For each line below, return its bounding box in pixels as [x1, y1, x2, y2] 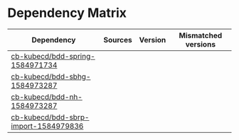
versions [185, 39, 216, 49]
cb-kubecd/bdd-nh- [11, 92, 83, 102]
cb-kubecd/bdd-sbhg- [11, 71, 91, 81]
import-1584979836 [11, 121, 84, 131]
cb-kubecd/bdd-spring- [11, 51, 96, 61]
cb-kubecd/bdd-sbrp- [11, 112, 90, 122]
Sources [102, 35, 133, 45]
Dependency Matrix [7, 5, 127, 21]
